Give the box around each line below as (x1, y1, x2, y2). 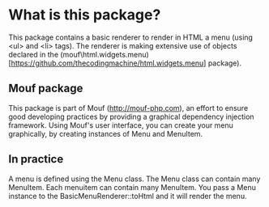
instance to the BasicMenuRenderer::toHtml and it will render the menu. (8, 191, 247, 201)
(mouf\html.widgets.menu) (60, 49, 150, 59)
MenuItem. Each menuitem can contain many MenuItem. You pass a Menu (8, 182, 257, 192)
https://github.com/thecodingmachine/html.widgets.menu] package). (11, 58, 241, 68)
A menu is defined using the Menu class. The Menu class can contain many (8, 174, 261, 184)
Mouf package (8, 82, 83, 95)
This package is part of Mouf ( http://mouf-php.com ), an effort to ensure (8, 103, 249, 112)
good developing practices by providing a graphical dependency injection (8, 112, 254, 121)
